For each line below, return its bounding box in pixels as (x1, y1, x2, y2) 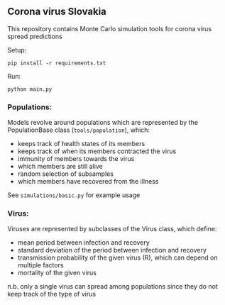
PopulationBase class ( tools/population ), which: (7, 126, 150, 134)
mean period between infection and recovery (17, 238, 150, 247)
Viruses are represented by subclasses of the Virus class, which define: (7, 225, 217, 233)
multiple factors (17, 261, 64, 270)
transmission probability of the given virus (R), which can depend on (17, 253, 218, 262)
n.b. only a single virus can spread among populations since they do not (7, 282, 218, 291)
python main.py (7, 85, 53, 93)
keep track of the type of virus (7, 290, 97, 299)
